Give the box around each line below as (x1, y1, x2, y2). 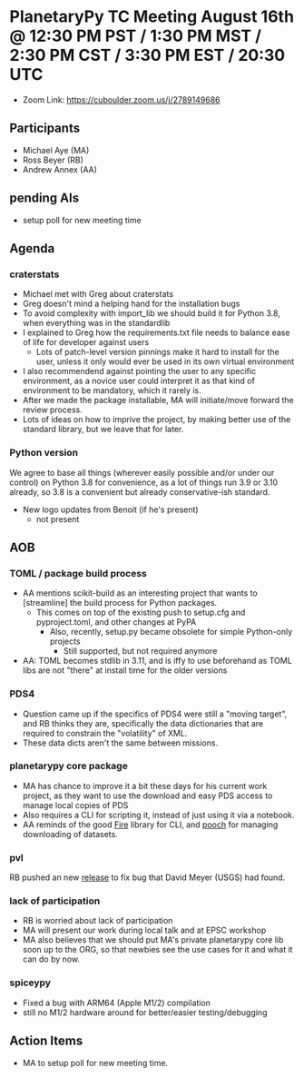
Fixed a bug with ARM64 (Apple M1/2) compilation (22, 997, 211, 1008)
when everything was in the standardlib (22, 318, 171, 329)
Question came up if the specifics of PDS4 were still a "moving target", (22, 708, 288, 719)
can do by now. (22, 953, 80, 964)
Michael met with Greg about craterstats (22, 289, 174, 300)
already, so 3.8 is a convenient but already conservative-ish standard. (9, 486, 270, 497)
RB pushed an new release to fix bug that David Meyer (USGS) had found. (9, 872, 286, 883)
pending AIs (9, 191, 80, 206)
